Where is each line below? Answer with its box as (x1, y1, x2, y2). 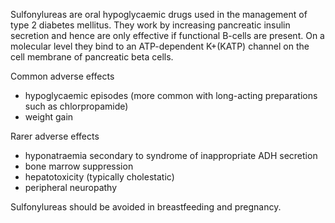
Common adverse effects (10, 70, 115, 82)
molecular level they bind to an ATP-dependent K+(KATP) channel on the (10, 40, 310, 52)
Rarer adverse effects (10, 130, 100, 142)
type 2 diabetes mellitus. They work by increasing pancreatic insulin (10, 19, 291, 31)
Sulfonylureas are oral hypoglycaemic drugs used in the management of (10, 9, 308, 20)
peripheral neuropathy (24, 182, 118, 193)
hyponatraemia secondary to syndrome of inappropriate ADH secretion (24, 150, 318, 161)
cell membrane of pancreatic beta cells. (10, 51, 174, 63)
